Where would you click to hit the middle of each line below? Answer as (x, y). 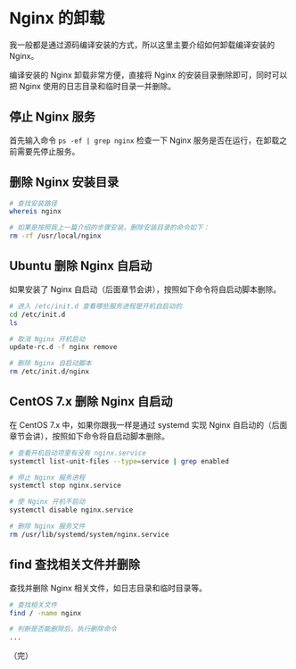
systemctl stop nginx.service (66, 486)
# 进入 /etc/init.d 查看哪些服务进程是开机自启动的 (96, 306)
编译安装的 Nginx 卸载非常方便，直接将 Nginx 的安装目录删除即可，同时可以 (148, 75)
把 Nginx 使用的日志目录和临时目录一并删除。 (93, 86)
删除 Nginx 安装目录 (64, 183)
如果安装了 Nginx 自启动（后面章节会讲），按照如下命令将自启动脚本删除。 (145, 289)
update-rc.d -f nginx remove (63, 347)
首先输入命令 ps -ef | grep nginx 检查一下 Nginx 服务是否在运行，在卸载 (144, 140)
